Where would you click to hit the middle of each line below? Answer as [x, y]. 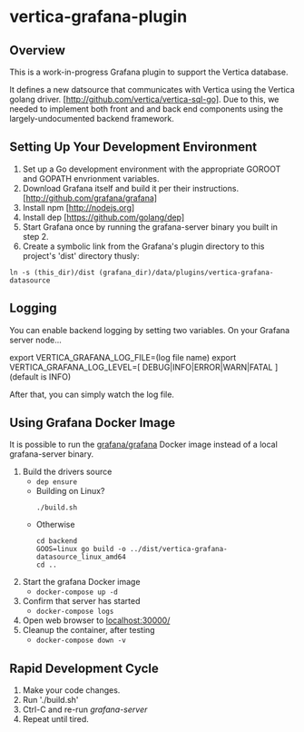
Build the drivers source [67, 472]
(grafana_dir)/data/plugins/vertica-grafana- [186, 272]
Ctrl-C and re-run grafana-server [85, 709]
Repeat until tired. [55, 719]
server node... [35, 340]
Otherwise [55, 525]
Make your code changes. [71, 690]
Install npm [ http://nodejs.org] [78, 207]
